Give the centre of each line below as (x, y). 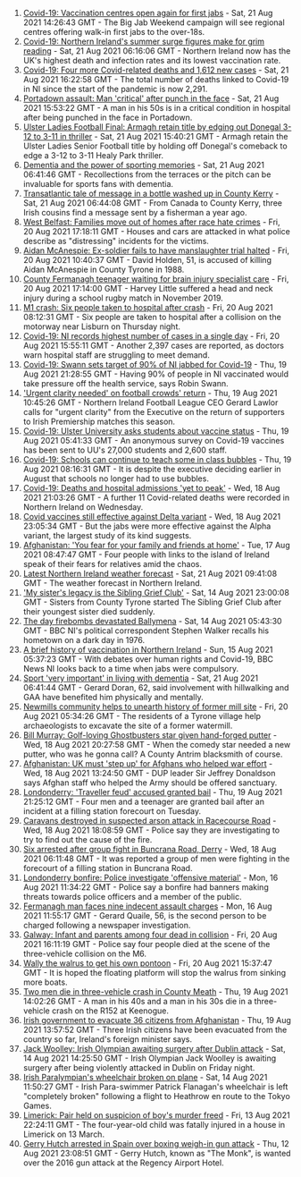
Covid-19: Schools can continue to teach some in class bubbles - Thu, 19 (157, 459)
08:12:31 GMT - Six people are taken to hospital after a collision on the (152, 317)
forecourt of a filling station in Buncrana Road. (108, 868)
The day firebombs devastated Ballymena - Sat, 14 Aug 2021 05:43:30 (152, 621)
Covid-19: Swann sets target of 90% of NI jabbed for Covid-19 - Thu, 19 (155, 364)
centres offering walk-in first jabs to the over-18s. (114, 32)
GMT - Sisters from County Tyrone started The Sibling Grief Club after (152, 602)
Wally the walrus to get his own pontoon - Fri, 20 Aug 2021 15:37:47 (147, 963)
